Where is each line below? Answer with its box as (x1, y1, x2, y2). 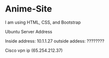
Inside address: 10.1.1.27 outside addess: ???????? (5, 38, 105, 44)
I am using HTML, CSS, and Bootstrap (5, 19, 81, 25)
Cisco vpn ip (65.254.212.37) (5, 47, 63, 53)
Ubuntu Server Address (5, 29, 53, 34)
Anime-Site (5, 3, 52, 14)
